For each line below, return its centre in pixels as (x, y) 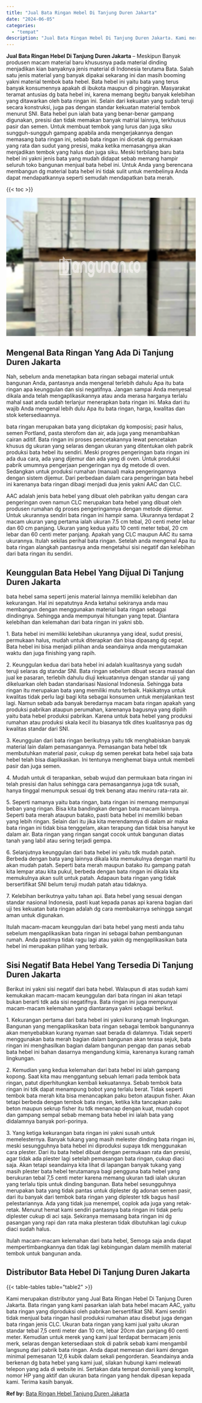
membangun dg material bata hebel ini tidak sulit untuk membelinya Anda (97, 171)
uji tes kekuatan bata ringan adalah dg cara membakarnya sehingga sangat (99, 909)
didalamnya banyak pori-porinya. (47, 1122)
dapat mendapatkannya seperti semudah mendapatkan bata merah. (90, 178)
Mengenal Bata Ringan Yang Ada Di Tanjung (90, 353)
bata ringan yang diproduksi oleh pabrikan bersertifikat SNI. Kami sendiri (96, 1311)
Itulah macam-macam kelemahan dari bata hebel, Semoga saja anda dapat (99, 1241)
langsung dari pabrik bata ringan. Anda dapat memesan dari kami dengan (97, 1349)
